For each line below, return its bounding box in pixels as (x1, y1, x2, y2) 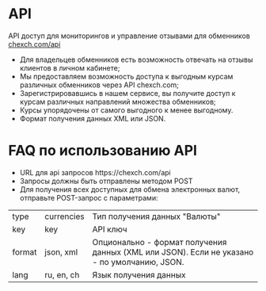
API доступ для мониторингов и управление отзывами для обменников (8, 31, 251, 40)
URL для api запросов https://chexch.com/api (19, 167, 172, 177)
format (12, 247, 37, 258)
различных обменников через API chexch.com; (19, 80, 180, 90)
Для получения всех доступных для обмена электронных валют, (19, 184, 241, 194)
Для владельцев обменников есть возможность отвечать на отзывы (19, 55, 253, 64)
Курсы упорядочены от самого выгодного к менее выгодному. (19, 105, 234, 115)
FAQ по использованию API (8, 142, 198, 159)
